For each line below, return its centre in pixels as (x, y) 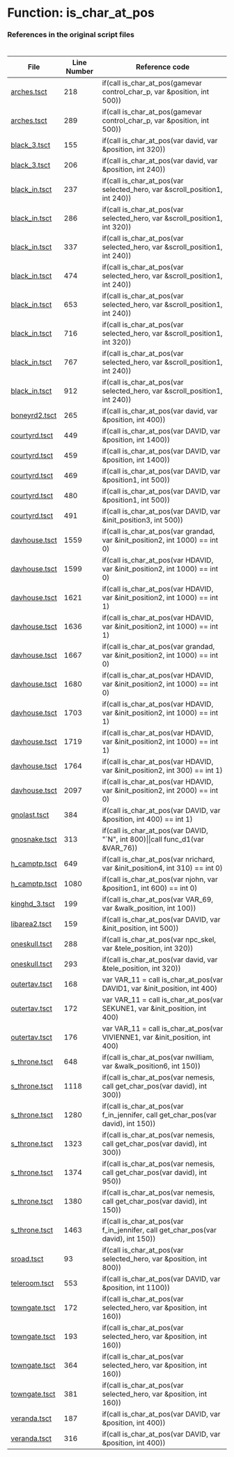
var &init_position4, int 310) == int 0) (162, 868)
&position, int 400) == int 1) (147, 819)
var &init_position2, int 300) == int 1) (162, 770)
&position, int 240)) (134, 170)
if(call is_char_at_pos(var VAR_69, (158, 899)
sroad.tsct (27, 1259)
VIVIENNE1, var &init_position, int (156, 1038)
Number (80, 71)
